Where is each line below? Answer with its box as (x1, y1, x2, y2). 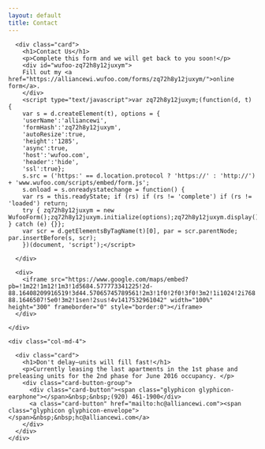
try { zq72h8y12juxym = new (22, 206, 114, 214)
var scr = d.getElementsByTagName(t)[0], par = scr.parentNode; (22, 226, 238, 235)
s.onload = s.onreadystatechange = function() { (22, 185, 185, 193)
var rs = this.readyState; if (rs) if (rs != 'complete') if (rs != (22, 193, 252, 200)
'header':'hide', (22, 158, 80, 166)
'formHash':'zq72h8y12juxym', (22, 123, 122, 131)
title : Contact (8, 19, 58, 27)
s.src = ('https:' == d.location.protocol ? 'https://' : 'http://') (22, 171, 256, 180)
